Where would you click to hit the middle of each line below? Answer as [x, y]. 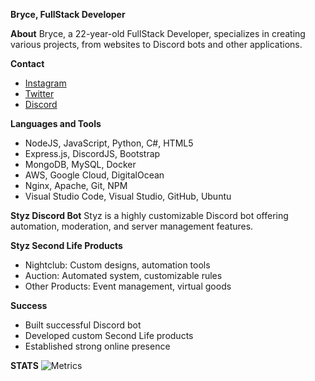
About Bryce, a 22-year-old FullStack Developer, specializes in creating [158, 33]
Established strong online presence [97, 346]
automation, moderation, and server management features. [132, 226]
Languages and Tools [56, 123]
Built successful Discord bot [83, 325]
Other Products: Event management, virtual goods [128, 286]
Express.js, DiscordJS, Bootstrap [92, 153]
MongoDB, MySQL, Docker [80, 164]
